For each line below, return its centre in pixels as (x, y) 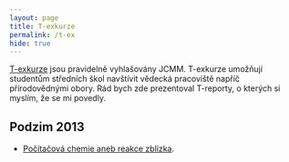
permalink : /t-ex (42, 35)
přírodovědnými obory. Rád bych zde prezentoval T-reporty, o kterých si (145, 88)
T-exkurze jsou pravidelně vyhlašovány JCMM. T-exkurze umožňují (136, 69)
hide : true (30, 43)
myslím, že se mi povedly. (58, 98)
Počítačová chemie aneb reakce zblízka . (98, 149)
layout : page (34, 18)
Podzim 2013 (47, 127)
